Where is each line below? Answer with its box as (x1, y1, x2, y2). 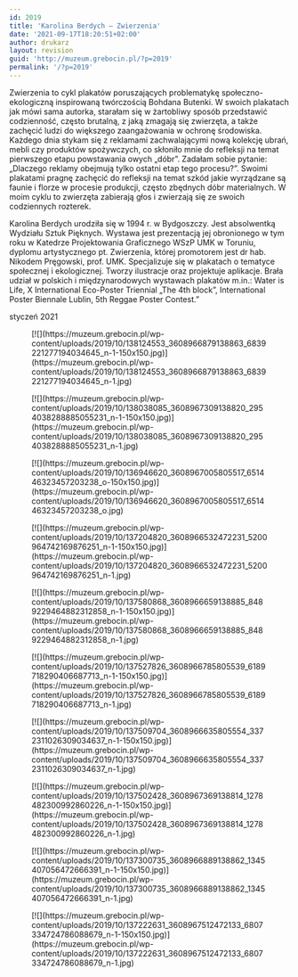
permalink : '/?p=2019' (9, 63, 93, 72)
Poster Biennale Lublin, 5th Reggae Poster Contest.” (9, 293, 200, 304)
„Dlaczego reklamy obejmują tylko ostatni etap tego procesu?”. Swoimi (9, 162, 269, 174)
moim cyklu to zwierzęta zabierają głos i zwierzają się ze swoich (9, 191, 246, 201)
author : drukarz (9, 37, 69, 47)
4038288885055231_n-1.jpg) (31, 440, 139, 451)
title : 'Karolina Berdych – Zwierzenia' (9, 21, 162, 30)
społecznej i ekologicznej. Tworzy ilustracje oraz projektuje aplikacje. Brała (9, 265, 284, 276)
